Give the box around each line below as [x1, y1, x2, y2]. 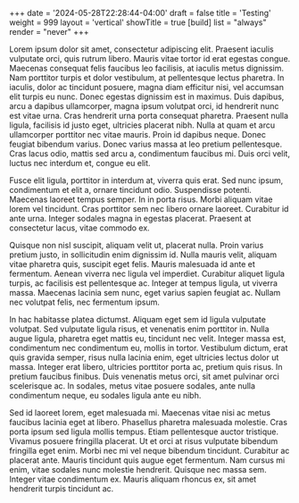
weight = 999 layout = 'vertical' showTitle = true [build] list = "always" [9, 17, 267, 28]
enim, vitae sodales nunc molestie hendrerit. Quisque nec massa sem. [9, 465, 267, 474]
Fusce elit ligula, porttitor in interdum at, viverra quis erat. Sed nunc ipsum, [9, 175, 284, 186]
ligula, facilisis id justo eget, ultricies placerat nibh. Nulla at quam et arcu [9, 120, 275, 130]
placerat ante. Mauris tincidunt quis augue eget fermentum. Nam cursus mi [9, 455, 286, 465]
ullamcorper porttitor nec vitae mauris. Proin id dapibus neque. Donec [9, 130, 266, 139]
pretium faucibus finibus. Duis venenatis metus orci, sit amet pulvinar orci [9, 371, 279, 381]
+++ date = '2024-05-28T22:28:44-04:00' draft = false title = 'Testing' [9, 8, 271, 18]
